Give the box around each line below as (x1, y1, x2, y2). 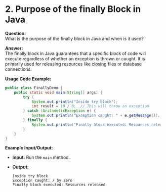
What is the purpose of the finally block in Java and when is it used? (5, 36, 144, 42)
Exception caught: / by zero (12, 178, 73, 183)
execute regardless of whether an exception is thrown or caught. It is (5, 55, 145, 61)
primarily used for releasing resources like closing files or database (5, 61, 142, 67)
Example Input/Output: (5, 145, 53, 151)
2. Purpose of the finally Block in (5, 3, 141, 15)
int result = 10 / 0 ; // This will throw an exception (31, 104, 149, 109)
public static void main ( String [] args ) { (14, 90, 103, 95)
